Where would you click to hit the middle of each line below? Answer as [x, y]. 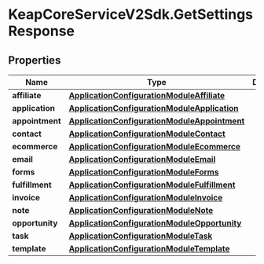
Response [42, 31]
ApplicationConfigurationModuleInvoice [146, 198]
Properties [35, 60]
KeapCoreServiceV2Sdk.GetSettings [131, 15]
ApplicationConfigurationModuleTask [141, 236]
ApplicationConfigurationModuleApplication [154, 108]
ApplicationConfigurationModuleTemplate [149, 249]
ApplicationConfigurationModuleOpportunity [155, 223]
